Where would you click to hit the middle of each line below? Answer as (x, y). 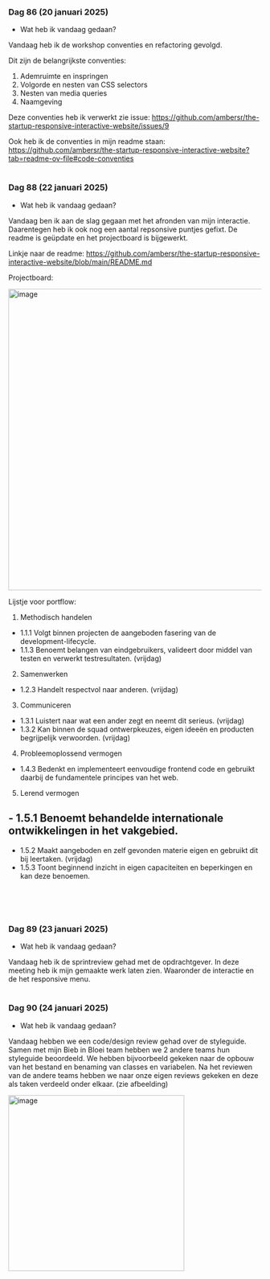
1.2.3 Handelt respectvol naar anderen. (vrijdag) (99, 689)
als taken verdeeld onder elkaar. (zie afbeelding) (88, 1084)
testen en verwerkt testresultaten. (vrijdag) (91, 658)
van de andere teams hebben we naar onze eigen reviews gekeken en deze (133, 1075)
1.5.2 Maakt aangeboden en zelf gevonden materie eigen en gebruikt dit (139, 850)
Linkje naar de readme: (46, 253)
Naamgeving (41, 102)
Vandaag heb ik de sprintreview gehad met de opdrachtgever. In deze (124, 962)
